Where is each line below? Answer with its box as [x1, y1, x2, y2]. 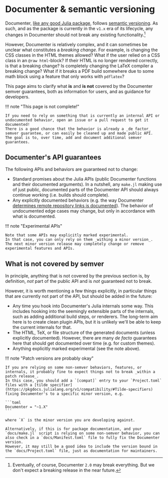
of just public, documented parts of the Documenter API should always [12, 187, 158, 193]
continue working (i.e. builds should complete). [12, 192, 109, 198]
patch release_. [5, 374, 39, 379]
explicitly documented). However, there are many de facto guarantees [12, 335, 157, 341]
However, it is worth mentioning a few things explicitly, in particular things [5, 288, 157, 294]
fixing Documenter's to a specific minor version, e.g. [5, 391, 124, 397]
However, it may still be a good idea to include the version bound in [5, 444, 157, 449]
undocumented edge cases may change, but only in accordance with [12, 208, 155, 214]
